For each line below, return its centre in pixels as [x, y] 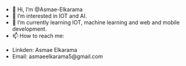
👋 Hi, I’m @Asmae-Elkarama [47, 9]
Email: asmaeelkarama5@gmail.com [57, 56]
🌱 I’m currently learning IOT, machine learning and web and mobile [96, 22]
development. [29, 29]
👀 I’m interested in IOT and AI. [49, 16]
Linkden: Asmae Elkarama [45, 50]
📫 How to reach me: [38, 36]
